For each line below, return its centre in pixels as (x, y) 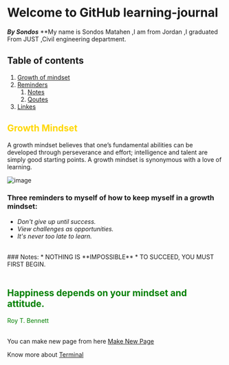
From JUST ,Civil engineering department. (67, 39)
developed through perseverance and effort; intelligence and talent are (108, 152)
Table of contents (45, 61)
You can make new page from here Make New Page (81, 341)
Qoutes (37, 99)
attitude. (26, 304)
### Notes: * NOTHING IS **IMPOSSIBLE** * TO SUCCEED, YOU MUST (111, 257)
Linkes (26, 106)
